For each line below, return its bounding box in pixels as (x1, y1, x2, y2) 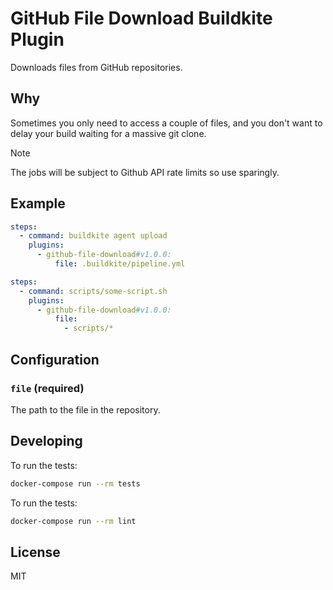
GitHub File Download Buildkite (10, 7, 273, 30)
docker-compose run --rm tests (10, 478, 141, 489)
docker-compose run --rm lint (10, 516, 137, 526)
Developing (10, 433, 83, 450)
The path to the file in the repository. (10, 403, 161, 416)
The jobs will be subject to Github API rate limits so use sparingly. (10, 166, 280, 178)
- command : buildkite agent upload (19, 231, 168, 241)
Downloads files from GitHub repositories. (10, 61, 183, 73)
